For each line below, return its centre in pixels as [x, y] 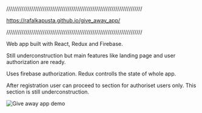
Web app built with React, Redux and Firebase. [65, 44]
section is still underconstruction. [48, 92]
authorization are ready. [36, 62]
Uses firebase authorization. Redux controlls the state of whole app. [91, 74]
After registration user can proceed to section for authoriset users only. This [101, 85]
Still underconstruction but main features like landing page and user [91, 56]
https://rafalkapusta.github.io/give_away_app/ [63, 20]
